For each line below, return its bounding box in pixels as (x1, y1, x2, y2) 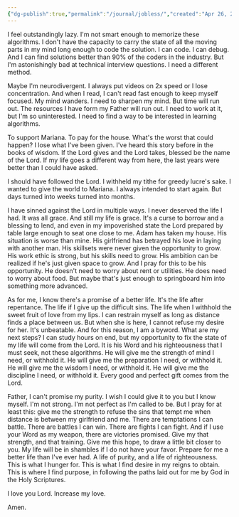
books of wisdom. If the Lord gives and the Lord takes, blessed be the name (7, 148, 230, 156)
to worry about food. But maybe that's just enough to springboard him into (7, 274, 225, 282)
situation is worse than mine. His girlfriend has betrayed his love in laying (7, 236, 221, 245)
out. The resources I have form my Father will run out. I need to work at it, (7, 104, 223, 112)
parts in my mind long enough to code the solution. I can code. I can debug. (7, 45, 230, 53)
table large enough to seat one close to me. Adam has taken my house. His (7, 228, 228, 237)
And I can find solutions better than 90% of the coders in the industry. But (7, 53, 224, 61)
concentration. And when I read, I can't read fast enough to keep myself (7, 89, 218, 97)
